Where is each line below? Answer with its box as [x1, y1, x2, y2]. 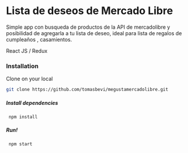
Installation [6, 62, 39, 70]
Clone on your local [6, 75, 53, 83]
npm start [8, 141, 33, 147]
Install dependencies [6, 99, 58, 106]
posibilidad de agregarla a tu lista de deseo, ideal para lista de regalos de [6, 29, 182, 36]
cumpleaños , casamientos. [6, 36, 72, 43]
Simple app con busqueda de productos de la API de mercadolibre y [6, 23, 170, 30]
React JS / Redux [6, 47, 48, 54]
